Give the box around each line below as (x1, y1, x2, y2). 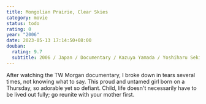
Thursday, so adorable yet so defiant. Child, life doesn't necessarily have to (6, 84, 197, 92)
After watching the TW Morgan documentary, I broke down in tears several (6, 71, 195, 78)
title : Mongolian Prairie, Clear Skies (6, 9, 109, 15)
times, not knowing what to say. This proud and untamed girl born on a (6, 78, 185, 85)
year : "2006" (6, 32, 40, 38)
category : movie (6, 15, 48, 21)
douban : (6, 43, 26, 50)
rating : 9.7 (12, 49, 43, 55)
